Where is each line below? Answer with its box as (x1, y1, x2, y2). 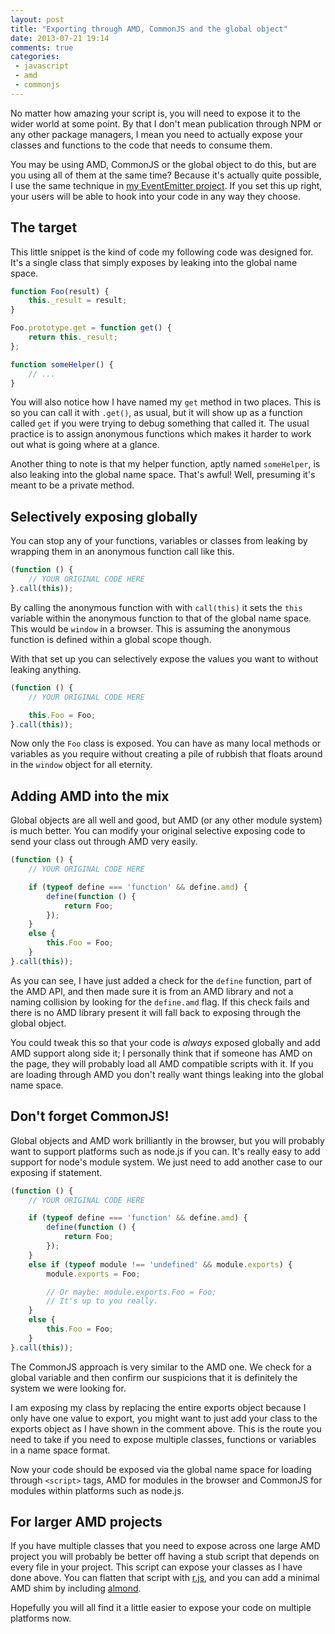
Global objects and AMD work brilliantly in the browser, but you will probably (10, 1134, 325, 1146)
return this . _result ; (28, 332, 118, 343)
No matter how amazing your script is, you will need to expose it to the (10, 107, 301, 119)
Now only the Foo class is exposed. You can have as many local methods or (10, 737, 322, 750)
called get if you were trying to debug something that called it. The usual (10, 417, 310, 430)
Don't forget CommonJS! (10, 1108, 170, 1125)
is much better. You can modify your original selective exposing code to (10, 825, 306, 837)
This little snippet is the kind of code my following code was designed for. (10, 246, 314, 258)
